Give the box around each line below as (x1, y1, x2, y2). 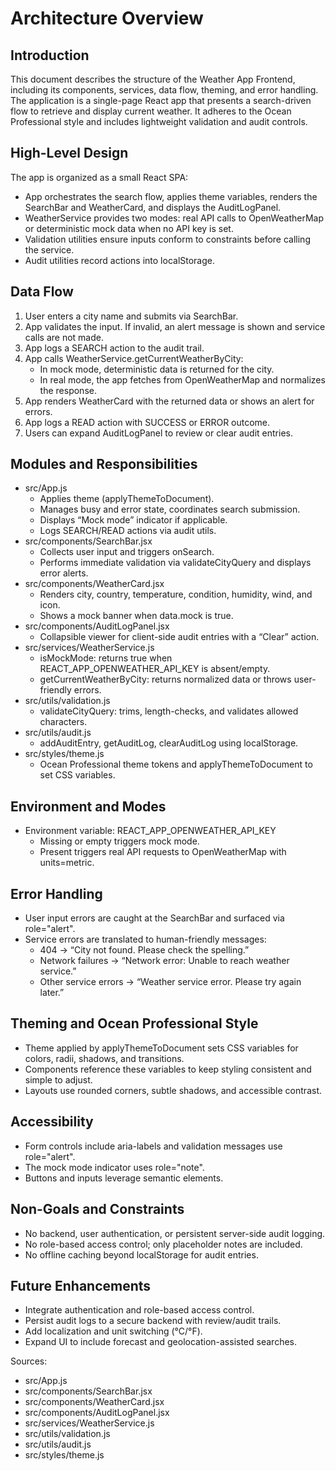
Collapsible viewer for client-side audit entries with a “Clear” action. (39, 631, 320, 643)
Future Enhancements (10, 1277, 152, 1294)
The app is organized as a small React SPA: (10, 171, 189, 183)
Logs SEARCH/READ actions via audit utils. (39, 525, 217, 537)
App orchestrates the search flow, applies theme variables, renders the (24, 190, 318, 202)
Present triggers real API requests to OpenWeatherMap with (39, 846, 287, 858)
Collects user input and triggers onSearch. (39, 546, 215, 558)
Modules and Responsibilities (10, 456, 198, 473)
